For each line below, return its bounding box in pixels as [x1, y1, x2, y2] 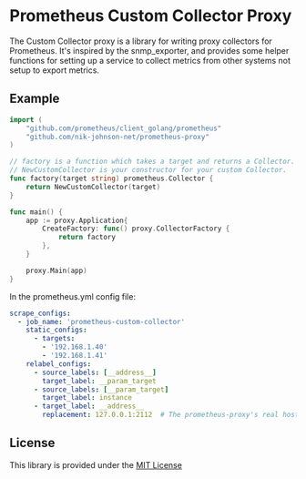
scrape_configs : [9, 309, 71, 318]
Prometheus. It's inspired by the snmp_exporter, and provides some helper [9, 45, 290, 56]
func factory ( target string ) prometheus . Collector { [9, 174, 214, 183]
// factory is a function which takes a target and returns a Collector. [9, 157, 296, 167]
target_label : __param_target [42, 376, 157, 385]
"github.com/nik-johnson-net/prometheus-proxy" [25, 132, 209, 141]
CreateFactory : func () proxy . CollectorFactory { [42, 224, 230, 233]
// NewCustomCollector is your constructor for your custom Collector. [9, 166, 287, 175]
